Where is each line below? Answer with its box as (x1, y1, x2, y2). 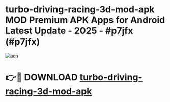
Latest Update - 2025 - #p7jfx (5, 25, 133, 37)
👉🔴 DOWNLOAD (5, 72, 78, 83)
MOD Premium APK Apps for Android (5, 14, 165, 26)
